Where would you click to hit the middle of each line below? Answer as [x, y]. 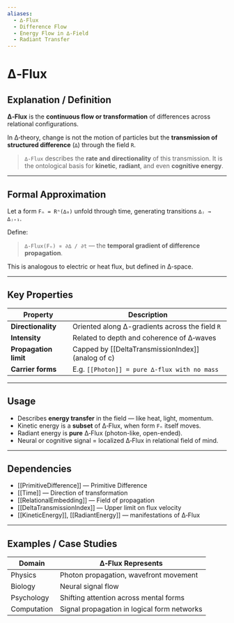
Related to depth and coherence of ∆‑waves [145, 338]
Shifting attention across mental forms [122, 598]
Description [148, 315]
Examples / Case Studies [62, 544]
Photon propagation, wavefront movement [129, 575]
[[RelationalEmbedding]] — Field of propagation [86, 500]
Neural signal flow [89, 587]
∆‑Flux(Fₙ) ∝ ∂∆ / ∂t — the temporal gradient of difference [112, 246]
